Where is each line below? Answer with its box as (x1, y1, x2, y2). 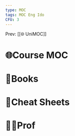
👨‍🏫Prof (5, 120, 36, 131)
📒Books (5, 73, 39, 84)
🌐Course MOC (5, 49, 68, 61)
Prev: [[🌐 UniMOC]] (5, 31, 47, 37)
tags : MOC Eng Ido (5, 12, 44, 17)
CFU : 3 (5, 17, 19, 22)
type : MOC (5, 7, 27, 13)
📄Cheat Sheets (5, 96, 70, 108)
